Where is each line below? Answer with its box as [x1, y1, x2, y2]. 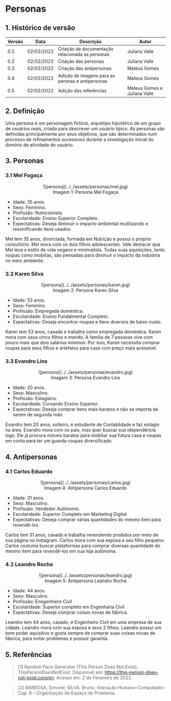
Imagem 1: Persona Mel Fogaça [52, 189, 119, 195]
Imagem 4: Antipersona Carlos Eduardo [44, 485, 127, 491]
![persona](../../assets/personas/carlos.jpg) [40, 480, 131, 486]
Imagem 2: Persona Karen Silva [52, 287, 119, 293]
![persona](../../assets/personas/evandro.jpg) [38, 369, 133, 375]
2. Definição [5, 107, 45, 115]
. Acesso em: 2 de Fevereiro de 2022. [53, 674, 133, 681]
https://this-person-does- [104, 669, 159, 675]
